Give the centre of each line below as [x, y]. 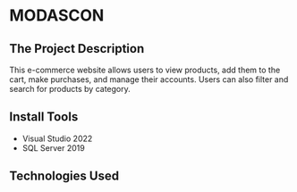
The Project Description [77, 49]
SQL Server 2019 [53, 147]
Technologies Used [64, 176]
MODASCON [57, 16]
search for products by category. [70, 89]
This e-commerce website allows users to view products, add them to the [145, 70]
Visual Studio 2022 [57, 138]
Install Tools [44, 117]
